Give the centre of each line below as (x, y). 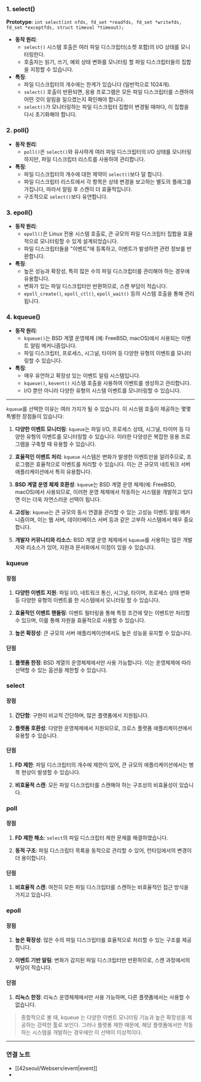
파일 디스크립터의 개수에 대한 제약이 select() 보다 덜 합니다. (93, 174)
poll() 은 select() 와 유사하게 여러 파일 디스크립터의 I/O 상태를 (97, 151)
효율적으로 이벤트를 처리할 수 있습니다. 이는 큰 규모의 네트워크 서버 (113, 464)
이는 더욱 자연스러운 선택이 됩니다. (61, 499)
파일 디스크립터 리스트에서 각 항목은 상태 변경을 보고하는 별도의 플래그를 (108, 181)
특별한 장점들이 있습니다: (35, 416)
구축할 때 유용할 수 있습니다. (64, 444)
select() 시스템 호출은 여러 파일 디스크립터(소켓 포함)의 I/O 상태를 (101, 47)
